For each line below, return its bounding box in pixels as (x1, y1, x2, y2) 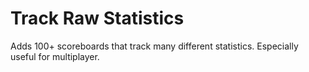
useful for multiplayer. (10, 50, 100, 62)
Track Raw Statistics (10, 7, 185, 30)
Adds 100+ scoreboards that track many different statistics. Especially (10, 40, 299, 52)
